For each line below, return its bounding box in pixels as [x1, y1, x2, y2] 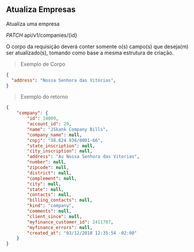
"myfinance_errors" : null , [27, 224, 93, 230]
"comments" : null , [27, 208, 72, 214]
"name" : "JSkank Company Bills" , [27, 126, 109, 132]
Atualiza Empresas [6, 5, 76, 15]
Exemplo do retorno [20, 93, 68, 100]
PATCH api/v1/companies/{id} [6, 32, 78, 39]
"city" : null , [27, 181, 61, 187]
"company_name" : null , [27, 132, 82, 138]
